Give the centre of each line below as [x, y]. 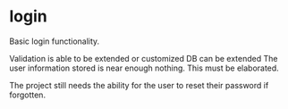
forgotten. [28, 95]
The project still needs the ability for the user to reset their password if [139, 85]
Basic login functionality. [55, 41]
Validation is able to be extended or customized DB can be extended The [144, 58]
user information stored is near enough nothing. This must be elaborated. [144, 68]
